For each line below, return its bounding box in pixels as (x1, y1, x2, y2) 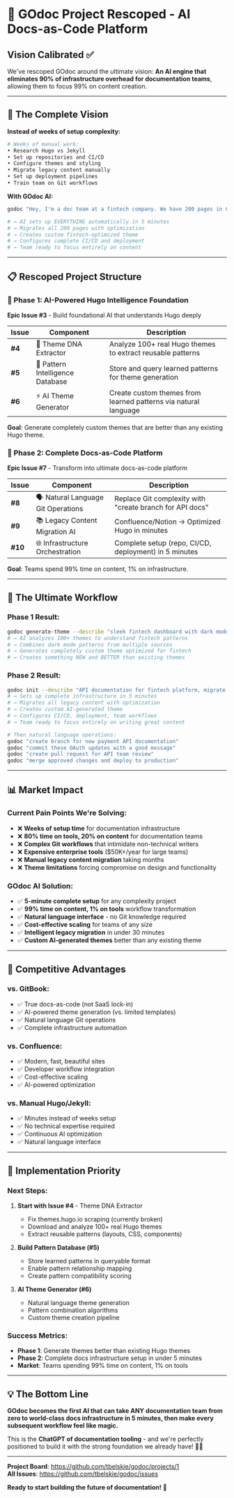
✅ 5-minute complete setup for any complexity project (17, 897, 176, 905)
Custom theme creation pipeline (27, 1313, 120, 1322)
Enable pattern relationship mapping (27, 1264, 132, 1273)
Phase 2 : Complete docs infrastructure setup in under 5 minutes (17, 1354, 202, 1362)
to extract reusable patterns (109, 348, 201, 357)
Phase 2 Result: (7, 671, 61, 680)
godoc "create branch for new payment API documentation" (7, 738, 179, 744)
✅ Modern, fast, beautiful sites (17, 1057, 106, 1066)
